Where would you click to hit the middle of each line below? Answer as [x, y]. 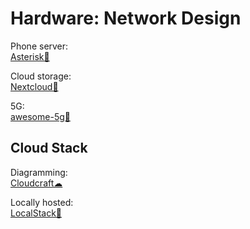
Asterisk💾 [30, 56]
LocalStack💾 [36, 213]
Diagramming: [39, 172]
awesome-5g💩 [40, 116]
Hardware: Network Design [126, 18]
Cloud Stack [49, 148]
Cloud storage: [41, 76]
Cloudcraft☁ [36, 183]
